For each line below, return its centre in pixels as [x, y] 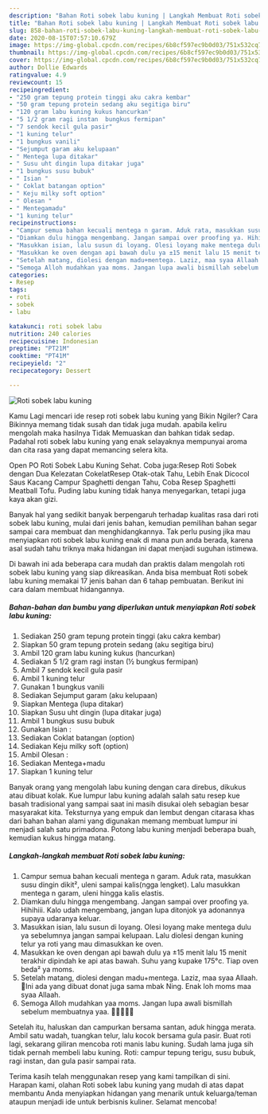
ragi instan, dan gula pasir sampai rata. [73, 1061]
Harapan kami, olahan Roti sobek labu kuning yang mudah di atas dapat [126, 1085]
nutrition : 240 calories [50, 334]
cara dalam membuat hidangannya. [67, 589]
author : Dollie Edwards [49, 68]
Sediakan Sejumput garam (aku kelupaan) [89, 695]
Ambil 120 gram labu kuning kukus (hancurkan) [98, 653]
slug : [18, 30]
